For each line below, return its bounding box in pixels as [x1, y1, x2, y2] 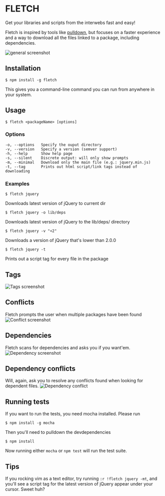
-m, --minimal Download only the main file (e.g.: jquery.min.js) [5, 160, 151, 165]
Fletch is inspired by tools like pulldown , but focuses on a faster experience [5, 29, 161, 35]
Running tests [5, 397, 50, 406]
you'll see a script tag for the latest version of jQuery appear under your [5, 481, 153, 487]
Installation [5, 64, 41, 73]
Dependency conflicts [5, 364, 76, 373]
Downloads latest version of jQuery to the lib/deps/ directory [5, 219, 130, 225]
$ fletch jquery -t [5, 247, 46, 252]
